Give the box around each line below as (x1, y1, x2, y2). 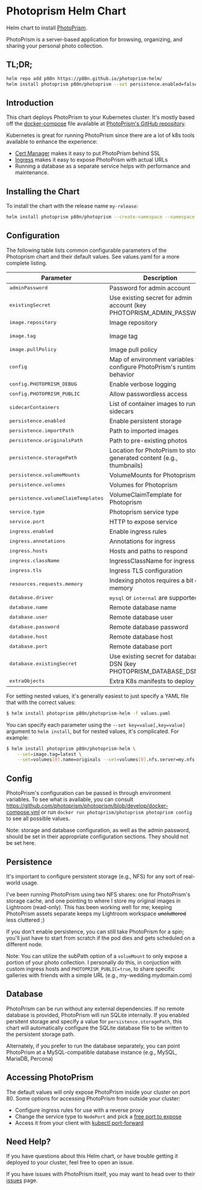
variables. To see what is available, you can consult (6, 796, 133, 803)
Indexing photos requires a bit (109, 576, 194, 584)
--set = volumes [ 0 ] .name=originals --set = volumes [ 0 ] (17, 756, 147, 763)
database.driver (9, 594, 54, 601)
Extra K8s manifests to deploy (109, 676, 194, 685)
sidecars (109, 407, 134, 416)
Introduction (6, 97, 54, 108)
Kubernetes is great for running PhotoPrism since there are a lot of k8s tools (6, 132, 195, 139)
